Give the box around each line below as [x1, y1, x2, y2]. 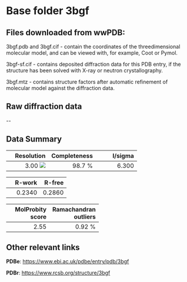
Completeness [51, 152, 93, 160]
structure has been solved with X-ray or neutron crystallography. [6, 67, 163, 74]
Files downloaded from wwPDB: [6, 28, 125, 38]
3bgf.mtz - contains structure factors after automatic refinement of [6, 78, 168, 85]
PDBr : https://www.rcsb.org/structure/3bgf [6, 269, 111, 277]
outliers [74, 213, 96, 221]
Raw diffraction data [6, 102, 82, 112]
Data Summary [6, 134, 62, 145]
